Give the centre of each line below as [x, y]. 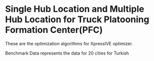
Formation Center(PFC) [54, 30]
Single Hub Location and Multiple [75, 9]
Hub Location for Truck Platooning [77, 19]
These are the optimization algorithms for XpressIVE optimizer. [69, 43]
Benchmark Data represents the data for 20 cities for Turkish [67, 53]
